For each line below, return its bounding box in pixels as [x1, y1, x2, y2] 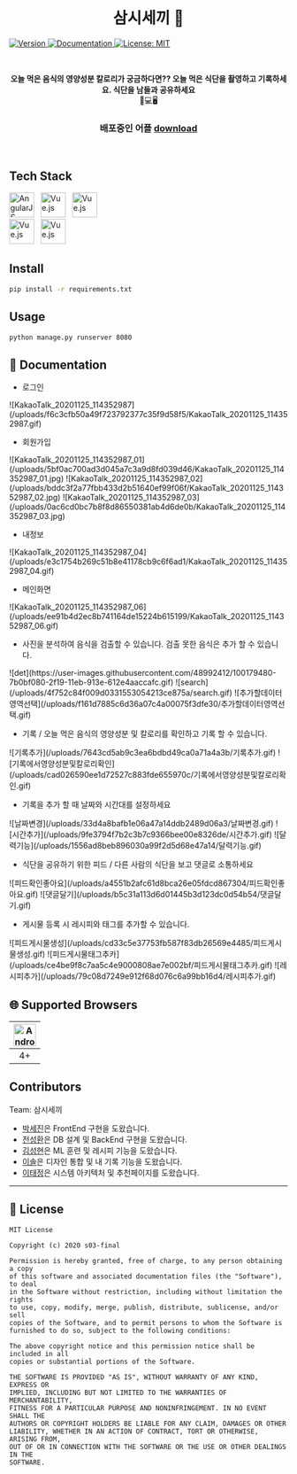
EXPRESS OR [9, 1380, 49, 1389]
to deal [9, 1279, 38, 1289]
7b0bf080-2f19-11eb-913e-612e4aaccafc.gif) [9, 677, 174, 687]
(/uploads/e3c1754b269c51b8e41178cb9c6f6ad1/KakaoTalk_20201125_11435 [9, 556, 288, 567]
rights [9, 1295, 34, 1304]
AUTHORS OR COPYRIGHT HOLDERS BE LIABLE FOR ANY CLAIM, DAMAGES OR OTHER [9, 1419, 287, 1428]
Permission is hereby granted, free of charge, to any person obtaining [9, 1256, 283, 1265]
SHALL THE [9, 1411, 46, 1420]
